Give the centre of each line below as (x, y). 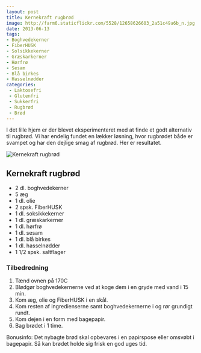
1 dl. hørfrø (28, 226)
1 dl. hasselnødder (38, 246)
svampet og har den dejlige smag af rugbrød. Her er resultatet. (84, 143)
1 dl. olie (25, 201)
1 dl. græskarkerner (39, 220)
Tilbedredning (27, 268)
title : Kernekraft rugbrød (40, 17)
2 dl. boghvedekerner (42, 188)
